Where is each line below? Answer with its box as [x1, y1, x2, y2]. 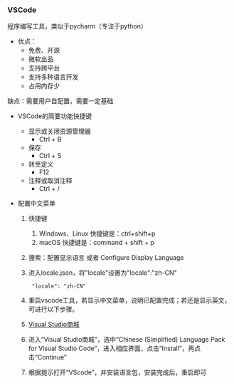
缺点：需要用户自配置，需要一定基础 [7, 97, 114, 105]
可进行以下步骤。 [28, 305, 79, 314]
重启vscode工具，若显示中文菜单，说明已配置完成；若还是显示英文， [28, 296, 231, 305]
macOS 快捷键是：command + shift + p [38, 238, 154, 247]
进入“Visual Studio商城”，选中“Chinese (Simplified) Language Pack [28, 335, 225, 344]
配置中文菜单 [17, 199, 55, 208]
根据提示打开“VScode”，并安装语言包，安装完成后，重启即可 [28, 368, 207, 377]
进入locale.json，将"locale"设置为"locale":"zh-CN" [28, 268, 178, 277]
